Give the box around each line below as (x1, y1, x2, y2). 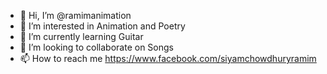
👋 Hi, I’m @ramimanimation (19, 10, 132, 21)
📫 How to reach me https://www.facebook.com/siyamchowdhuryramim (19, 53, 317, 64)
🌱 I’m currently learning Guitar (19, 31, 144, 42)
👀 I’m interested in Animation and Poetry (19, 20, 186, 32)
